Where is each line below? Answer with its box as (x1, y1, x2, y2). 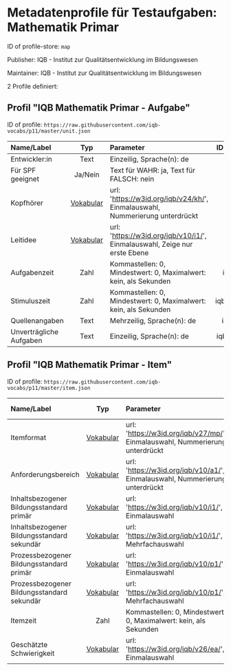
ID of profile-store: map (7, 42, 71, 50)
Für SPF (10, 165, 36, 175)
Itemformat (10, 432, 47, 442)
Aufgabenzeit (10, 267, 54, 277)
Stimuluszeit (10, 296, 50, 305)
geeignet (10, 174, 40, 184)
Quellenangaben (10, 316, 64, 325)
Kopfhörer (10, 198, 43, 208)
